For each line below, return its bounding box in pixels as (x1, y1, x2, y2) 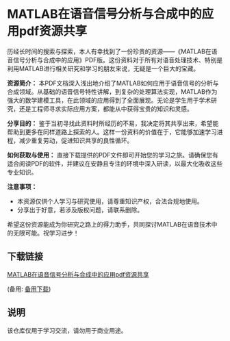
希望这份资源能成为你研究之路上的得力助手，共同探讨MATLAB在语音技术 (7, 220, 212, 228)
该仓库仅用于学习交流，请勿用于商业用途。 (7, 326, 127, 334)
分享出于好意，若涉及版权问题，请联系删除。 (16, 205, 144, 214)
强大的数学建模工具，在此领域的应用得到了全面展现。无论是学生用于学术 (7, 96, 211, 104)
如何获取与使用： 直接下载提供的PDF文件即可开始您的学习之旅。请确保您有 (7, 151, 219, 159)
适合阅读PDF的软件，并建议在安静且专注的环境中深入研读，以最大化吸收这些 (7, 159, 223, 168)
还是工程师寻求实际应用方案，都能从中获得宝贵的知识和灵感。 (18, 104, 193, 113)
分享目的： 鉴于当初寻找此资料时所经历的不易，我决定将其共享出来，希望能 (7, 119, 219, 127)
